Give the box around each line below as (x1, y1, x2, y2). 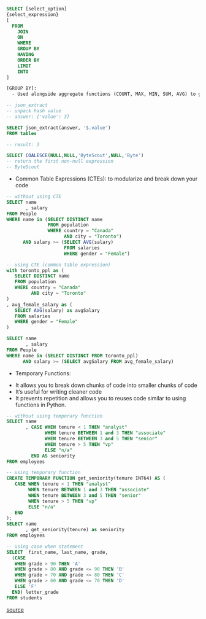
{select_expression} (6, 11, 59, 18)
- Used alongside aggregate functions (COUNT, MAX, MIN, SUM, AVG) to (12, 91, 196, 98)
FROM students (6, 594, 43, 601)
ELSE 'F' (14, 583, 37, 590)
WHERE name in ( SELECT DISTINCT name (6, 216, 103, 222)
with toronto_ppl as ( (6, 267, 64, 273)
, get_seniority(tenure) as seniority (25, 527, 124, 533)
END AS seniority (31, 453, 75, 459)
